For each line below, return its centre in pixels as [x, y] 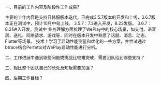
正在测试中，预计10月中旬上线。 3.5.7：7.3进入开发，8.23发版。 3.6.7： [80, 23]
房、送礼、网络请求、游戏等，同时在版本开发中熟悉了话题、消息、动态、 [77, 35]
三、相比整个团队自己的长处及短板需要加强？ [50, 68]
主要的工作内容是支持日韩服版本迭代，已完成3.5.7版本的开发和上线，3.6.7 [78, 17]
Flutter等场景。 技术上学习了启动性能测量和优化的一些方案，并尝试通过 [76, 41]
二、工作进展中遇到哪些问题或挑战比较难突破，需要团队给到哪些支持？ [75, 57]
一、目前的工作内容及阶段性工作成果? [42, 7]
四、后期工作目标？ [24, 78]
